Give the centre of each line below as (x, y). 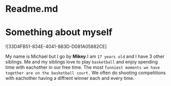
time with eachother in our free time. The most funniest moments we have (83, 68)
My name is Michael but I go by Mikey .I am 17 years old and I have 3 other (85, 56)
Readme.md (32, 9)
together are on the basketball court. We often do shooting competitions (85, 73)
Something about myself (59, 33)
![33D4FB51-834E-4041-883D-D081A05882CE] (56, 47)
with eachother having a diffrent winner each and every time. (70, 78)
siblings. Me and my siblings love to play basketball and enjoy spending (82, 62)
